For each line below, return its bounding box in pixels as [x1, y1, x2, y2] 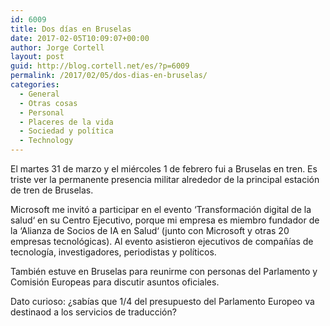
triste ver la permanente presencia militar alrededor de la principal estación [10, 174, 320, 185]
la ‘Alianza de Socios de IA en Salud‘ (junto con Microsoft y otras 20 [10, 225, 290, 236]
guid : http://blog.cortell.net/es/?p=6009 [10, 61, 190, 71]
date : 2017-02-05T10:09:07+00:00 [10, 33, 150, 43]
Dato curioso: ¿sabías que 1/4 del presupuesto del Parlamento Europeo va [10, 296, 315, 307]
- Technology [19, 136, 74, 146]
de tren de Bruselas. [10, 184, 94, 196]
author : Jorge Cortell [10, 42, 105, 53]
